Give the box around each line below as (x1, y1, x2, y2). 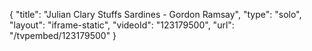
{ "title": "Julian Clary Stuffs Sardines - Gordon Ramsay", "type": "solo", (9, 9, 302, 20)
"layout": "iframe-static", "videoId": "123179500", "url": (9, 19, 235, 31)
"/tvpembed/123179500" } (9, 30, 117, 41)
